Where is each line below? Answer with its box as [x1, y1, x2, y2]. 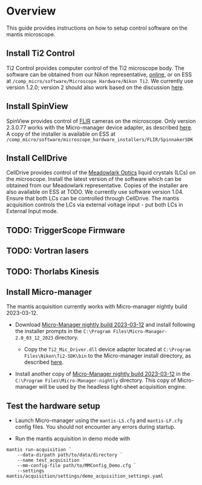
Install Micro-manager [6, 286, 93, 297]
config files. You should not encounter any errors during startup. [15, 423, 176, 431]
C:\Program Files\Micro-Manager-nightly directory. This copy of [15, 377, 177, 384]
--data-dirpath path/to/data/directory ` [17, 452, 123, 458]
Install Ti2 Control [6, 48, 75, 59]
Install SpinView [6, 101, 68, 111]
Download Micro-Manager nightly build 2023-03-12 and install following [15, 321, 195, 328]
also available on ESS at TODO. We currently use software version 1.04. [6, 188, 184, 196]
